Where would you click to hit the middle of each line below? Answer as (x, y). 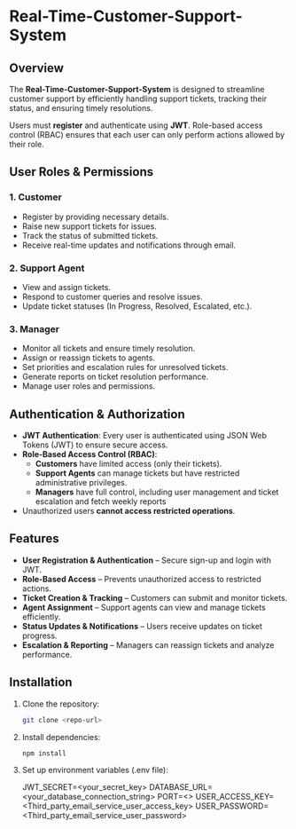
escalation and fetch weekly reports (101, 501)
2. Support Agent (47, 268)
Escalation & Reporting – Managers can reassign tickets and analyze (148, 644)
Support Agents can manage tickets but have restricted (137, 473)
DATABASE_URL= (181, 787)
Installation (41, 682)
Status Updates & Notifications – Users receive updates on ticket (142, 626)
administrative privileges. (81, 483)
